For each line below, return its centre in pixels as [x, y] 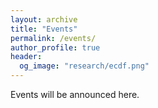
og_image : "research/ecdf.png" [84, 66]
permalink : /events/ [53, 38]
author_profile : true [55, 47]
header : [26, 57]
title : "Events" [44, 29]
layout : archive [44, 19]
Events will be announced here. [75, 94]
